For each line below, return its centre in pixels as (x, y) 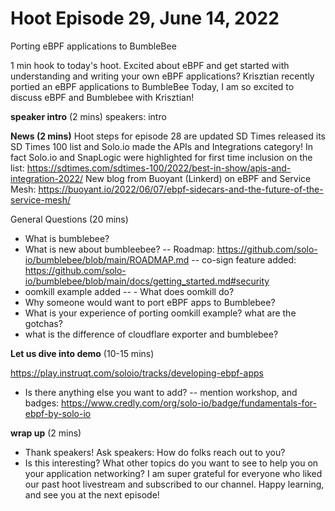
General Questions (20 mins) (69, 219)
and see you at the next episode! (92, 494)
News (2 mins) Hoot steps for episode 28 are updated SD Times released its (168, 136)
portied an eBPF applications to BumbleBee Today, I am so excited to (152, 86)
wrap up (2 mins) (46, 433)
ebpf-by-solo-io (58, 413)
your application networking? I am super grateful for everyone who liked (173, 473)
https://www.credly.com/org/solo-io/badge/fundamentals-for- (189, 403)
